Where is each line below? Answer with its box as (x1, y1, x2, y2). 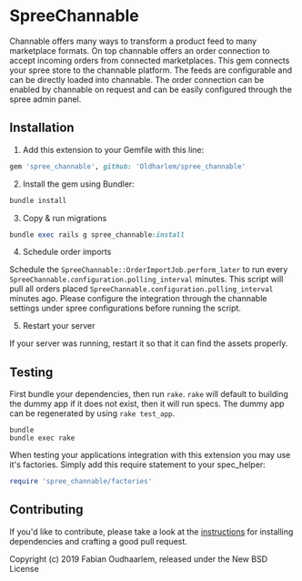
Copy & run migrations (22, 212, 107, 223)
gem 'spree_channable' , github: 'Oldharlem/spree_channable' (9, 161, 247, 171)
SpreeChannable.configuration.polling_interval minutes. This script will (9, 274, 284, 285)
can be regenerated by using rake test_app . (9, 408, 176, 419)
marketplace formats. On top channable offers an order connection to (9, 45, 270, 56)
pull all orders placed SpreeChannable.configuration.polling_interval (9, 283, 274, 294)
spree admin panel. (9, 93, 82, 105)
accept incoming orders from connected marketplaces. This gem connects (9, 55, 290, 66)
